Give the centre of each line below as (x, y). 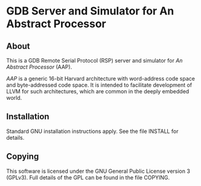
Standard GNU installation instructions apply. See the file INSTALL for (92, 131)
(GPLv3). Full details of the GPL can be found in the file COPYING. (88, 177)
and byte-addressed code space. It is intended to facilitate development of (99, 85)
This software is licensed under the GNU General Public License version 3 (98, 171)
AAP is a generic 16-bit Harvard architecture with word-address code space (101, 79)
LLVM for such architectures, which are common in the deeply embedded (98, 91)
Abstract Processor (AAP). (39, 67)
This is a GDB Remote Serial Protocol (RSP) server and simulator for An (94, 60)
